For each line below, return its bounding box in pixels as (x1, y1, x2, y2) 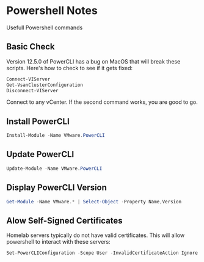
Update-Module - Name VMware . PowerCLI (6, 166, 103, 172)
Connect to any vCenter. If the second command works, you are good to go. (6, 98, 198, 106)
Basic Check (6, 42, 55, 52)
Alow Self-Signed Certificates (6, 215, 123, 226)
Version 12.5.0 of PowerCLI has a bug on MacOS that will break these (6, 57, 181, 65)
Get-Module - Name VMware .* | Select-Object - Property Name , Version (6, 198, 182, 205)
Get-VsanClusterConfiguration (6, 82, 84, 88)
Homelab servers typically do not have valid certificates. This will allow (6, 231, 185, 239)
